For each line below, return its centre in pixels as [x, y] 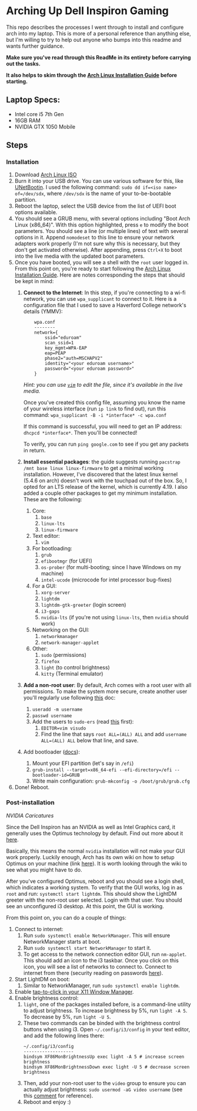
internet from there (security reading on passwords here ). [93, 973]
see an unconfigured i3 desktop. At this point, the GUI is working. [85, 906]
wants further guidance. [35, 46]
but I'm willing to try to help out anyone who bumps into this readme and [94, 40]
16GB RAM [28, 120]
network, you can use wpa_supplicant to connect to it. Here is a [100, 299]
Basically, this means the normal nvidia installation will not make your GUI [96, 851]
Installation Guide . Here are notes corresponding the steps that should [100, 275]
